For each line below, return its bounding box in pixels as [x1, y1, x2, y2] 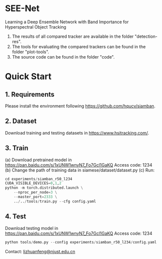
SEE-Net [5, 3, 40, 14]
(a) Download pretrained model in [5, 157, 72, 163]
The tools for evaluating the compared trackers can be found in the [12, 44, 146, 49]
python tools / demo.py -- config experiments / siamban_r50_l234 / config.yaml [5, 240, 157, 244]
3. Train [5, 144, 29, 152]
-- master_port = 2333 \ [14, 195, 57, 199]
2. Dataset [5, 117, 37, 125]
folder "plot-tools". [12, 49, 49, 55]
